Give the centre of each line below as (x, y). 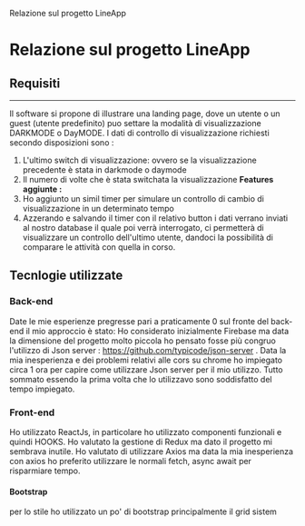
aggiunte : (42, 189)
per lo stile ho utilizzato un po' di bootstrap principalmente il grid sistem (143, 511)
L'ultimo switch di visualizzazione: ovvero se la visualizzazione (139, 160)
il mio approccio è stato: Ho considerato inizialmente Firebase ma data (157, 331)
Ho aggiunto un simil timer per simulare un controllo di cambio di (143, 198)
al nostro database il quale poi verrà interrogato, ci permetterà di (143, 228)
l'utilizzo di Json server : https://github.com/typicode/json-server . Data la (148, 350)
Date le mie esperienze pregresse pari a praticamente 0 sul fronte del (139, 321)
